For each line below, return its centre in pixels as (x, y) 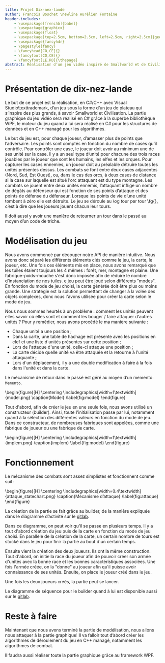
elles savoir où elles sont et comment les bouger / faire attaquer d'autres (79, 316)
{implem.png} (19, 443)
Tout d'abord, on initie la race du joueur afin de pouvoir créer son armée (78, 556)
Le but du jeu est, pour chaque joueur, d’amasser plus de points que (74, 138)
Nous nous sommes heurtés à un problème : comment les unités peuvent (79, 311)
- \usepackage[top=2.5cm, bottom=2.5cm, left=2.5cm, (69, 37)
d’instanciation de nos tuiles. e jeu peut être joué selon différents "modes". (81, 281)
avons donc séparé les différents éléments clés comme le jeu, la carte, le (79, 260)
